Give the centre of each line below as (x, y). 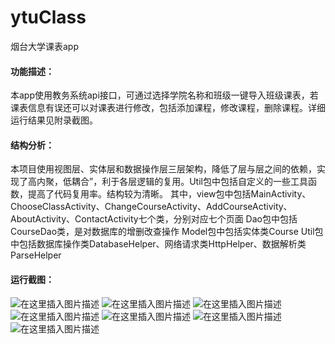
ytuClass (48, 17)
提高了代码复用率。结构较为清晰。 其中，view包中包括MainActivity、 (169, 194)
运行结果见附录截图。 (54, 120)
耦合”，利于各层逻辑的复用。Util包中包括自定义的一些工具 (189, 182)
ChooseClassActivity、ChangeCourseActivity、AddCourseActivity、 (151, 207)
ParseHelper (36, 255)
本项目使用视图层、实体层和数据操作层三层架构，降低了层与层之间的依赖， (163, 169)
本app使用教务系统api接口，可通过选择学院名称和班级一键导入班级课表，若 (164, 95)
